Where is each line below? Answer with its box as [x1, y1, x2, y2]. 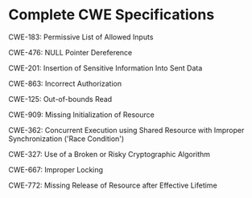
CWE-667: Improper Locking [8, 164, 103, 174]
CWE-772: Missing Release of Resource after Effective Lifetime [8, 180, 217, 190]
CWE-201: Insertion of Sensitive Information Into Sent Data [8, 63, 203, 73]
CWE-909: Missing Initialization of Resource [8, 110, 155, 119]
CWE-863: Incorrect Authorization [8, 79, 122, 88]
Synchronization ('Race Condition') [8, 134, 125, 143]
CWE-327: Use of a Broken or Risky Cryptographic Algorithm [8, 149, 211, 159]
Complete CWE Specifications [8, 6, 215, 24]
